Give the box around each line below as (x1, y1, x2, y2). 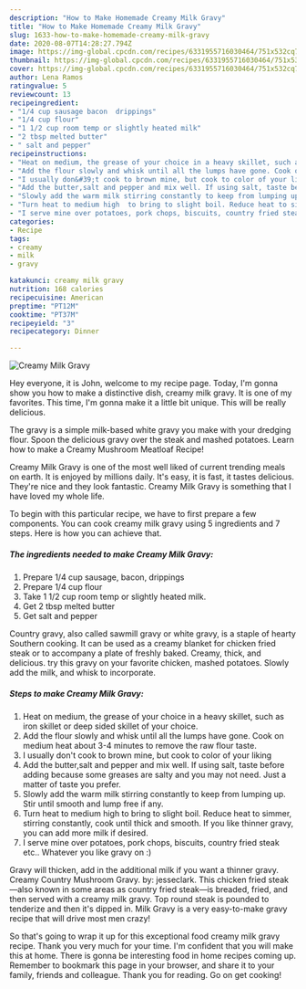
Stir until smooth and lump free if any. (22, 798, 164, 809)
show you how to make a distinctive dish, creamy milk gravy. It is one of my (9, 387, 292, 398)
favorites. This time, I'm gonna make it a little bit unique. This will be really (9, 397, 287, 408)
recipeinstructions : (9, 149, 88, 158)
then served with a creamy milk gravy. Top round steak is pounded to (9, 894, 270, 905)
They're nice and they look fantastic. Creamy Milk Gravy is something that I (9, 481, 291, 492)
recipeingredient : (9, 98, 79, 108)
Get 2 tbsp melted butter (22, 601, 116, 612)
